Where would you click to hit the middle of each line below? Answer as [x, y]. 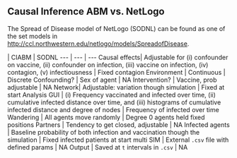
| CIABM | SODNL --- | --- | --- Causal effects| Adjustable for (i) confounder [118, 57]
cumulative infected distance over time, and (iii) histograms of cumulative [114, 102]
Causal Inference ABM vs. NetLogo [86, 12]
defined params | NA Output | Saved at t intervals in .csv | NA [98, 147]
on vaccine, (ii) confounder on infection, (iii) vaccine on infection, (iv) [108, 65]
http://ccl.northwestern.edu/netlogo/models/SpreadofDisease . [98, 43]
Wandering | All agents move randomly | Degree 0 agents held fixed [106, 117]
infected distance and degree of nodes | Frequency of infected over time [113, 109]
